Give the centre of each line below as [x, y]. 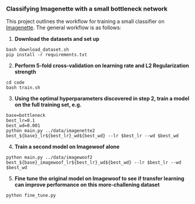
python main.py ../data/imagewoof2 [49, 158]
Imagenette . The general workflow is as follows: [64, 27]
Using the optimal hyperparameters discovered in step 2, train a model [102, 99]
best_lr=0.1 [20, 121]
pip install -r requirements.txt [47, 55]
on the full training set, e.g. [48, 105]
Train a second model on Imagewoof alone [67, 147]
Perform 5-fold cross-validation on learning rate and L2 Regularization [102, 65]
